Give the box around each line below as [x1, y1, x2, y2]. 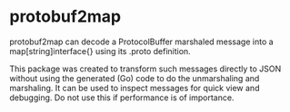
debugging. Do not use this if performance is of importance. [9, 92, 235, 103]
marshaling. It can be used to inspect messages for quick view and [9, 82, 260, 93]
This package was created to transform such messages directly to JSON [9, 63, 282, 74]
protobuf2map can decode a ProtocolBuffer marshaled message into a [9, 36, 275, 47]
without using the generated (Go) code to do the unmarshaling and [9, 72, 260, 83]
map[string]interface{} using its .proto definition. [9, 45, 191, 56]
